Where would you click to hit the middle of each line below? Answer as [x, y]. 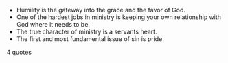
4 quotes [19, 52]
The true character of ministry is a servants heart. [87, 32]
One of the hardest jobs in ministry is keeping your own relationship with [118, 17]
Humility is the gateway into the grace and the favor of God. [101, 10]
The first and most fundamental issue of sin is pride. [90, 39]
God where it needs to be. [53, 24]
